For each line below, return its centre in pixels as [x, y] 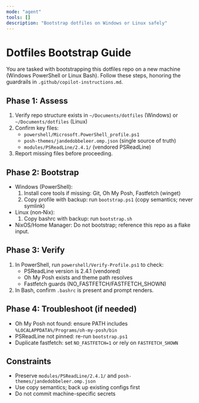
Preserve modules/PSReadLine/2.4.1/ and [66, 376]
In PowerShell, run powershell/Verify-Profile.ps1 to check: [89, 264]
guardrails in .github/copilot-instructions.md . [65, 82]
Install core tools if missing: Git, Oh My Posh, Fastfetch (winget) [102, 193]
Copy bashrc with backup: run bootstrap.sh [78, 218]
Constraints [29, 361]
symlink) [34, 206]
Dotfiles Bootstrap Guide [69, 52]
